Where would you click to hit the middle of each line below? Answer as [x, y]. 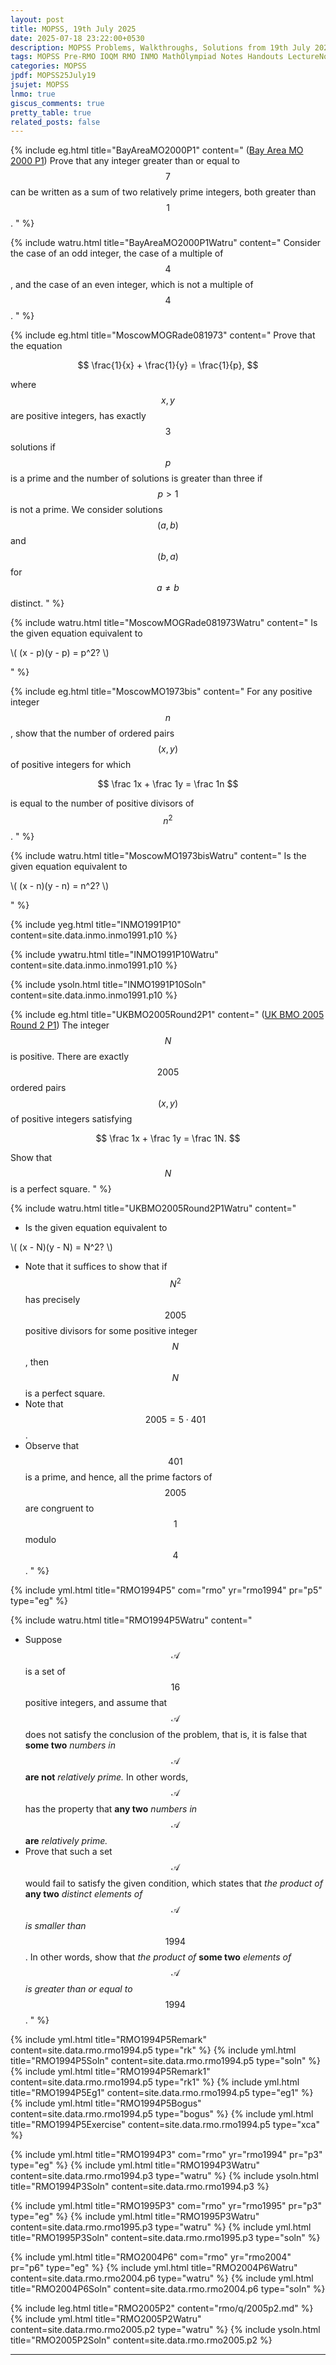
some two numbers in [70, 1745]
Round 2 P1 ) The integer [60, 1025]
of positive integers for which [71, 765]
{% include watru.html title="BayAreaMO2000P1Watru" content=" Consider [166, 243]
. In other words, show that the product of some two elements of [158, 1957]
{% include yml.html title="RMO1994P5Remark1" [110, 2071]
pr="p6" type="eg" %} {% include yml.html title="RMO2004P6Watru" [154, 2267]
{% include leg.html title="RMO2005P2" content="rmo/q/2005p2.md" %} [162, 2308]
